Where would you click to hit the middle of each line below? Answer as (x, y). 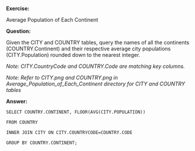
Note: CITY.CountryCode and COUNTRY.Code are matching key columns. (95, 66)
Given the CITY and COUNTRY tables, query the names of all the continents (98, 42)
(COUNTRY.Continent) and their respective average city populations (88, 49)
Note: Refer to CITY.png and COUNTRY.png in (62, 78)
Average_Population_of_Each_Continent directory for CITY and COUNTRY (96, 84)
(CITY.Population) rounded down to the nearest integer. (73, 55)
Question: (19, 31)
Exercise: (18, 8)
